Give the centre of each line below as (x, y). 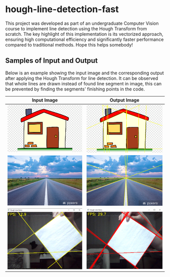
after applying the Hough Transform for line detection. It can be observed (82, 78)
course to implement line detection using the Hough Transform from (76, 28)
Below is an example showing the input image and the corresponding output (85, 73)
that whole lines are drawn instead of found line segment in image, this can (83, 83)
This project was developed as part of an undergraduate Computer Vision (82, 23)
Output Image (124, 100)
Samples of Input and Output (51, 61)
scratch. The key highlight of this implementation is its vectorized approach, (84, 34)
